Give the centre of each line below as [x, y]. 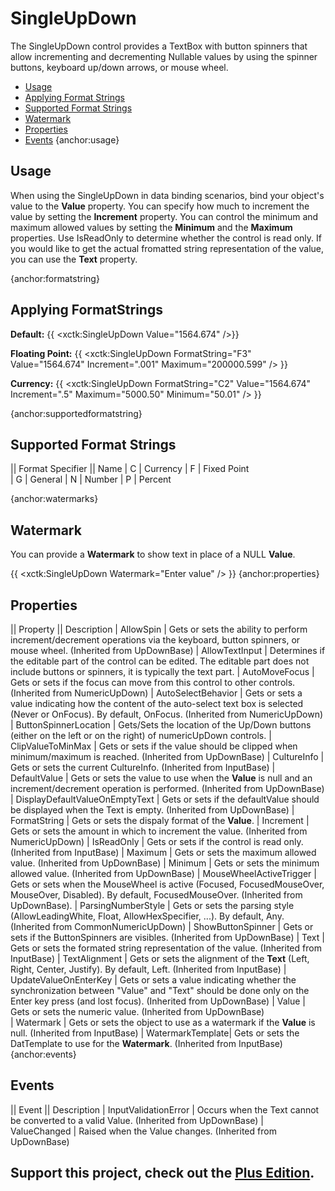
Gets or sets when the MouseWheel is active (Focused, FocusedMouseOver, [167, 884]
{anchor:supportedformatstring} [76, 413]
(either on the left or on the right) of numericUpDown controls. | [141, 735]
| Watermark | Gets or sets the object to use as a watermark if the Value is [163, 1022]
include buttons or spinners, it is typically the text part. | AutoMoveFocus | [162, 671]
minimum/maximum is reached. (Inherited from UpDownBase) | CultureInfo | [167, 756]
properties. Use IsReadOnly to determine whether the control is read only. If [166, 238]
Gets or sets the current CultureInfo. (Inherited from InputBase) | [143, 767]
